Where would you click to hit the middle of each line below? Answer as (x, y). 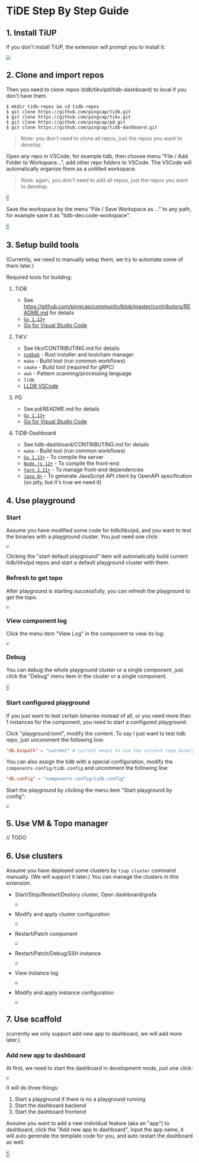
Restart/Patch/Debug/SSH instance (58, 953)
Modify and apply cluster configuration (62, 914)
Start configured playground (48, 703)
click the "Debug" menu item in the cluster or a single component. (87, 676)
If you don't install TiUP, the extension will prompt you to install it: (86, 47)
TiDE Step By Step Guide (68, 11)
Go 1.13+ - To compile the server (63, 457)
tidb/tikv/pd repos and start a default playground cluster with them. (88, 563)
